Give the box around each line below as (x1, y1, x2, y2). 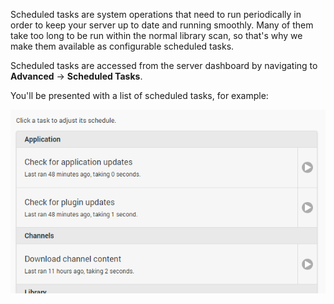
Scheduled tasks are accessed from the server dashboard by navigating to (10, 60, 318, 71)
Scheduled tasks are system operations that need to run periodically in (10, 9, 302, 20)
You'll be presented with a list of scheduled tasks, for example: (10, 90, 269, 101)
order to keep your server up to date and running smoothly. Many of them (10, 19, 314, 31)
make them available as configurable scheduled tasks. (10, 40, 235, 52)
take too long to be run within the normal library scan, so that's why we (10, 30, 303, 41)
